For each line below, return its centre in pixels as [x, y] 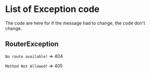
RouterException [32, 44]
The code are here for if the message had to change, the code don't [75, 23]
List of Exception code [52, 9]
